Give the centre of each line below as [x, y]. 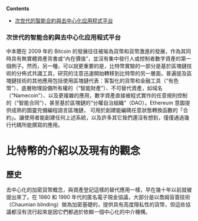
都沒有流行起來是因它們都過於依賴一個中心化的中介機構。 [81, 212]
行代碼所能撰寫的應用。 [34, 125]
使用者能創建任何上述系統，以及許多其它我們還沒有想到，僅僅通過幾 [107, 118]
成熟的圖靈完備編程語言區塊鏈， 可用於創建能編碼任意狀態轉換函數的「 [97, 110]
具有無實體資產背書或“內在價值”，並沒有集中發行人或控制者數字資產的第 [99, 59]
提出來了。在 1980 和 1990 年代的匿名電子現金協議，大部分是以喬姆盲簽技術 [98, 197]
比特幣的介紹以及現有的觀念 [73, 151]
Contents [18, 9]
